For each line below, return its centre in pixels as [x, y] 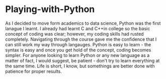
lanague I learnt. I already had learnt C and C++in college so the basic [78, 28]
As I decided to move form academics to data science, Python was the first [83, 23]
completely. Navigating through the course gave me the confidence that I [81, 39]
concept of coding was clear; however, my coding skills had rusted [75, 34]
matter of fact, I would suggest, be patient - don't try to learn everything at [82, 60]
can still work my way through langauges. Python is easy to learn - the [78, 44]
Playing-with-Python [50, 9]
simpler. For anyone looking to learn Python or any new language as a [77, 55]
